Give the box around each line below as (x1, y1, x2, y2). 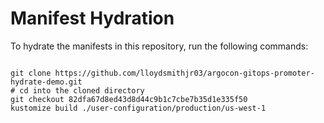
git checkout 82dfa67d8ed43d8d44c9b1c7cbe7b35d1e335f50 (10, 94, 248, 104)
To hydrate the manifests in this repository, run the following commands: (10, 40, 309, 52)
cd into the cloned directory (19, 85, 145, 96)
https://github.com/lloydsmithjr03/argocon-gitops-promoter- (54, 68, 315, 78)
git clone (10, 68, 52, 78)
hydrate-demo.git (10, 77, 83, 87)
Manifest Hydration (10, 7, 175, 30)
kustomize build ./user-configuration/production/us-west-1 (10, 103, 267, 113)
